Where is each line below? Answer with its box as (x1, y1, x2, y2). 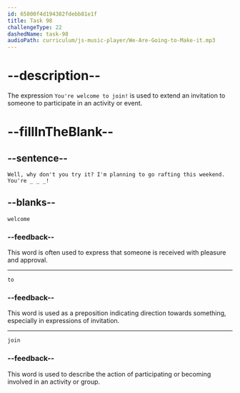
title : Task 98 (7, 17, 53, 24)
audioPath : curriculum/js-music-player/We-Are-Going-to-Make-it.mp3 (7, 37, 216, 44)
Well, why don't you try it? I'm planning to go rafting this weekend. (7, 171, 225, 178)
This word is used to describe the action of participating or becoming (7, 369, 211, 378)
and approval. (7, 256, 48, 265)
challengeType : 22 (7, 24, 62, 31)
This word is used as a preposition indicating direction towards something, (7, 309, 226, 317)
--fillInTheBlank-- (7, 124, 114, 140)
